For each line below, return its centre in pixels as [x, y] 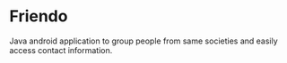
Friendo [39, 16]
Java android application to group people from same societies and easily [143, 41]
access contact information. [61, 50]
